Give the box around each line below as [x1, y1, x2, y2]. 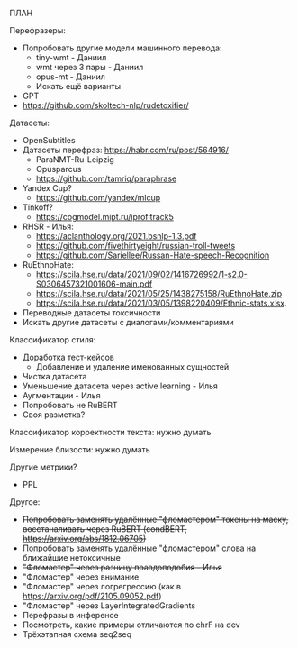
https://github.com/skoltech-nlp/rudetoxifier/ [22, 100, 189, 111]
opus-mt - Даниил [35, 71, 106, 82]
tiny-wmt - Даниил [35, 52, 107, 62]
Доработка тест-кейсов [22, 351, 114, 362]
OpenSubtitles [22, 135, 76, 145]
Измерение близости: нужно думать [9, 444, 150, 454]
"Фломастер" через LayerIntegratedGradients [22, 600, 196, 611]
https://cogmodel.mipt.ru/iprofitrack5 [35, 212, 174, 222]
